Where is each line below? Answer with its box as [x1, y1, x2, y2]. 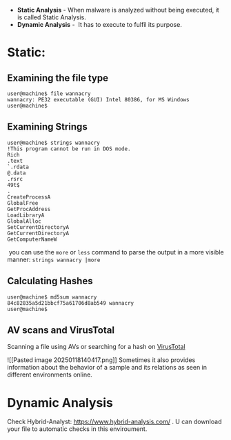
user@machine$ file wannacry [7, 90, 91, 97]
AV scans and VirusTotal [7, 324, 115, 337]
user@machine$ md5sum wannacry [7, 293, 97, 301]
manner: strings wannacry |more [7, 255, 101, 263]
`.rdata [7, 163, 30, 170]
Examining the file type [7, 72, 109, 83]
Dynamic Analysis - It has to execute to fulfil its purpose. [17, 21, 183, 28]
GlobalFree [7, 199, 39, 206]
